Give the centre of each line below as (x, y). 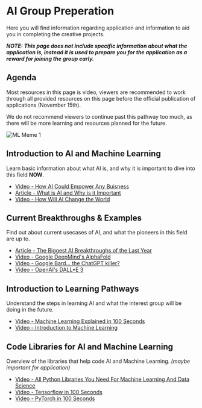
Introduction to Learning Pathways (73, 288)
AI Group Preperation (60, 11)
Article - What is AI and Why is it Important (68, 193)
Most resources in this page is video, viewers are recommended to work (96, 92)
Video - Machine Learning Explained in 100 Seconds (80, 321)
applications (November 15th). (44, 105)
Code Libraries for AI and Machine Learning (90, 347)
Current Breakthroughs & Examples (74, 218)
